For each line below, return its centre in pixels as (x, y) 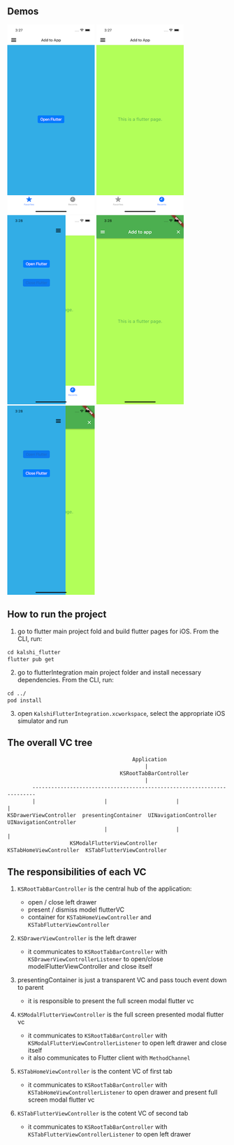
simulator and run (43, 721)
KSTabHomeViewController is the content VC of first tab (95, 1072)
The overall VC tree (50, 743)
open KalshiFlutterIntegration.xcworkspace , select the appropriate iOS (121, 713)
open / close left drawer (62, 902)
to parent (30, 988)
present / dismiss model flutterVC (76, 910)
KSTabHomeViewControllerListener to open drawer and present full (123, 1093)
